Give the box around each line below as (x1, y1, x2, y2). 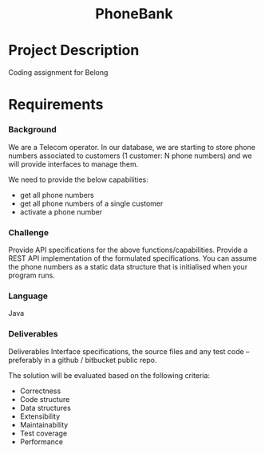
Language (8, 290, 49, 301)
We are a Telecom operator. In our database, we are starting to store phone (8, 142, 255, 152)
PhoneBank (95, 5, 173, 23)
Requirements (8, 96, 104, 114)
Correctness (19, 386, 61, 396)
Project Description (8, 41, 140, 60)
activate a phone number (19, 207, 103, 216)
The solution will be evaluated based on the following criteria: (8, 370, 210, 380)
